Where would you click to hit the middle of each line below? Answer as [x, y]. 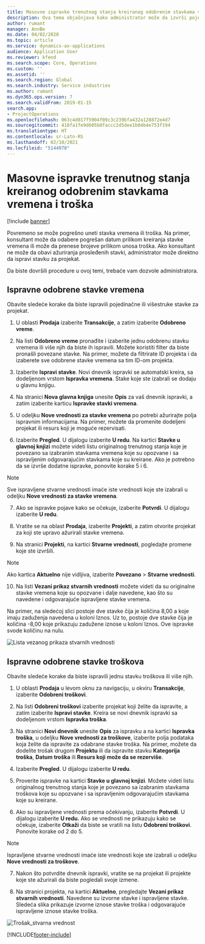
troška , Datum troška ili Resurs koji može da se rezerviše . [89, 757]
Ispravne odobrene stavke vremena [76, 289]
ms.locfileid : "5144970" [38, 148]
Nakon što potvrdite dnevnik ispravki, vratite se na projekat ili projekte [103, 873]
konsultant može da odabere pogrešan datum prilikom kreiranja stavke [95, 239]
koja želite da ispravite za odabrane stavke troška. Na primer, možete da [106, 744]
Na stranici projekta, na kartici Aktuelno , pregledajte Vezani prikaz [100, 892]
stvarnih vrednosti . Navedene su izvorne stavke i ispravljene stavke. [102, 898]
